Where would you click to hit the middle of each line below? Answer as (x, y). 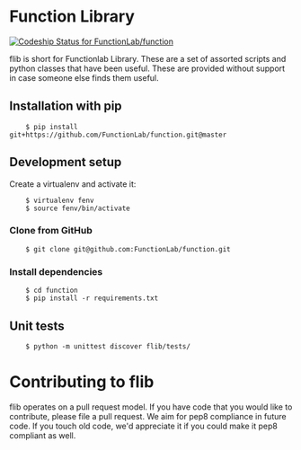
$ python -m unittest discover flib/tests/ (108, 346)
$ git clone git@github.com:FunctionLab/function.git (128, 249)
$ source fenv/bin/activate (78, 208)
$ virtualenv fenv (60, 200)
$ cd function (52, 291)
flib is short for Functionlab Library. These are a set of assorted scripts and (148, 58)
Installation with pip (66, 106)
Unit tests (37, 326)
